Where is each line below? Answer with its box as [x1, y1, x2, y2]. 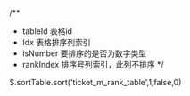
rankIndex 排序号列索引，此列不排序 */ [21, 60, 164, 69]
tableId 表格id [21, 26, 73, 36]
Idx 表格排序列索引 [21, 37, 91, 47]
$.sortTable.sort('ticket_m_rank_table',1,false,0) [9, 77, 182, 87]
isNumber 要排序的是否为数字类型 [21, 48, 147, 59]
